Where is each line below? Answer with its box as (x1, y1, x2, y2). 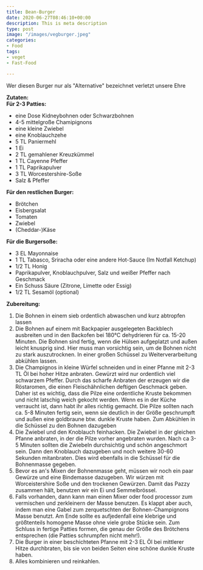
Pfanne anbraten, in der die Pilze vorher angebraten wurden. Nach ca (15, 434, 190, 442)
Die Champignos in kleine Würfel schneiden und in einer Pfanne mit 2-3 (15, 363, 195, 371)
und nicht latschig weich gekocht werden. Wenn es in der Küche (15, 396, 176, 403)
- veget (6, 54, 26, 60)
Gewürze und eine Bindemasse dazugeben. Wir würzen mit (15, 473, 164, 481)
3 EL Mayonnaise (15, 249, 59, 257)
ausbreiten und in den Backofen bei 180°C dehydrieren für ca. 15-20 (15, 331, 186, 338)
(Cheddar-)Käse (15, 226, 56, 233)
